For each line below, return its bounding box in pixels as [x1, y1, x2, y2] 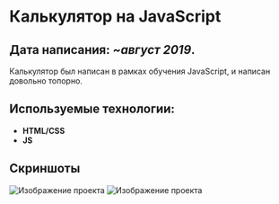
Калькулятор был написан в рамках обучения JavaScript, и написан [9, 66, 271, 76]
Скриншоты [9, 161, 81, 176]
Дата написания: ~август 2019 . [9, 42, 196, 58]
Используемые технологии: [9, 102, 175, 117]
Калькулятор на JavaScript [9, 6, 222, 27]
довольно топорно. [9, 75, 83, 86]
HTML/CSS [22, 125, 65, 136]
